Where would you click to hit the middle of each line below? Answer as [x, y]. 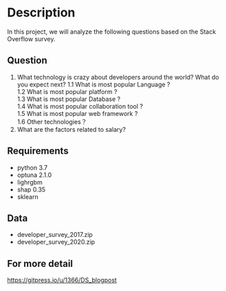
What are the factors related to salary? [71, 129]
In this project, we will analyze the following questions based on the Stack [112, 32]
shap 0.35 [31, 189]
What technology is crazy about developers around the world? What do [118, 77]
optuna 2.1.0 [34, 175]
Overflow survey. [31, 38]
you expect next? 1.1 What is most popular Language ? [93, 84]
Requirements [38, 151]
